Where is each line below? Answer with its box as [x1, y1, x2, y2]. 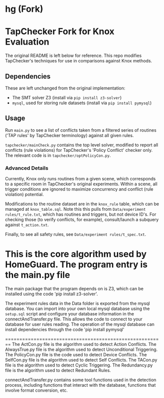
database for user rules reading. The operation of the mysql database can [5, 321, 155, 327]
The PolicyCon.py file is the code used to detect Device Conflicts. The [5, 351, 147, 357]
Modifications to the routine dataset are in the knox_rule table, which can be [5, 201, 160, 207]
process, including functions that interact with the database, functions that [5, 382, 156, 388]
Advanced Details [5, 165, 49, 171]
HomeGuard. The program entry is [5, 259, 148, 270]
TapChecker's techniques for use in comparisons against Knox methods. [5, 58, 152, 64]
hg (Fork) [5, 3, 43, 15]
